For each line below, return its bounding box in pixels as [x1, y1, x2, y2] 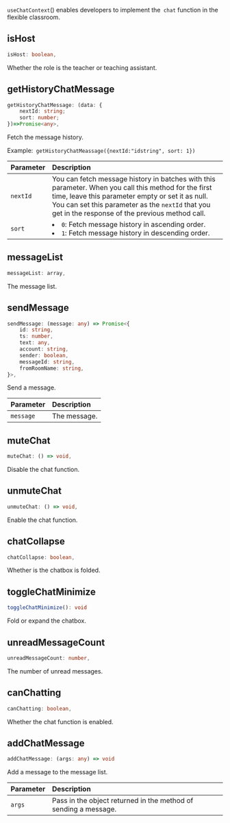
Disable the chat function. [7, 466, 80, 474]
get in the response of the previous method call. [51, 208, 206, 218]
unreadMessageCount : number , [7, 654, 90, 661]
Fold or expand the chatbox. [7, 617, 87, 625]
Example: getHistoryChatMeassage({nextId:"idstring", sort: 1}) [7, 147, 196, 154]
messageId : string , [19, 358, 75, 366]
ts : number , [19, 333, 53, 340]
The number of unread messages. [7, 667, 103, 675]
